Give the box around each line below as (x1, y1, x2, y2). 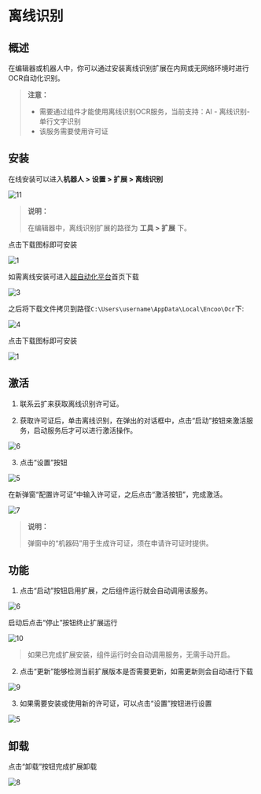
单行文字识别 (39, 117, 81, 126)
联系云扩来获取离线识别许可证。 (19, 399, 123, 408)
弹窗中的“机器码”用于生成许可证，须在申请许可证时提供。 (27, 538, 214, 548)
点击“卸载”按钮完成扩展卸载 (8, 762, 97, 771)
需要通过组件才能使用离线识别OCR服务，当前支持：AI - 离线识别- (39, 107, 250, 116)
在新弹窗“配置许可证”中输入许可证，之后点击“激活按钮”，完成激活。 (8, 490, 227, 499)
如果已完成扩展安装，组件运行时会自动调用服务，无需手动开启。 (27, 650, 234, 659)
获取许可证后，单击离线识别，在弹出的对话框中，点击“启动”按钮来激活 (19, 416, 247, 425)
